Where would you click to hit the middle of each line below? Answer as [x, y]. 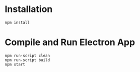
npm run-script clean [27, 55]
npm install [17, 22]
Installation [29, 9]
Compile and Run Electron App [70, 42]
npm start [15, 64]
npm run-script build [27, 60]
